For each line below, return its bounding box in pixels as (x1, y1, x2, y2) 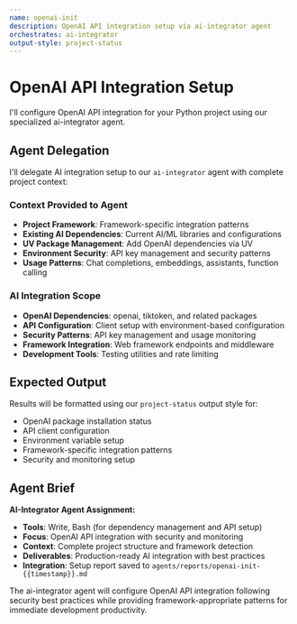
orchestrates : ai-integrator (9, 30, 119, 39)
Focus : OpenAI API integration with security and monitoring (22, 531, 244, 542)
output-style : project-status (9, 38, 123, 48)
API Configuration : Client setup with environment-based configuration (22, 319, 285, 330)
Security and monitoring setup (22, 454, 136, 465)
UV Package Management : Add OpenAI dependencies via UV (22, 238, 254, 249)
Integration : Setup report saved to (22, 560, 150, 571)
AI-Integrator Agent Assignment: (9, 504, 136, 515)
